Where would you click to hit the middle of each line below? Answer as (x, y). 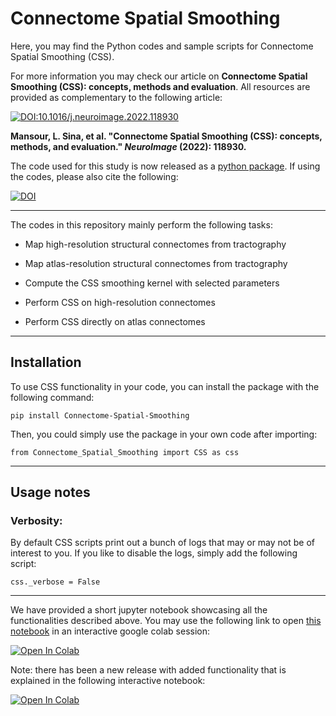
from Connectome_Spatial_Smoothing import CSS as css (125, 452)
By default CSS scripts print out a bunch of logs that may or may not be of (162, 543)
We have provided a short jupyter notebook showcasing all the (139, 610)
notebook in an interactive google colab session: (110, 631)
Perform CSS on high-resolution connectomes (120, 302)
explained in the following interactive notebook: (108, 681)
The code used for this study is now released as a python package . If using (165, 166)
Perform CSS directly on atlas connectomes (115, 321)
